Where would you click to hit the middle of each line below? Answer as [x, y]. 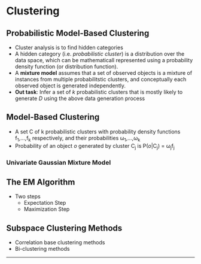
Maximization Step [47, 209]
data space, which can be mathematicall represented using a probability [104, 60]
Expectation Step [45, 203]
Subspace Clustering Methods [64, 228]
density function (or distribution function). [66, 66]
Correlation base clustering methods [60, 242]
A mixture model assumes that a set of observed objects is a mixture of [103, 73]
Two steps [28, 196]
